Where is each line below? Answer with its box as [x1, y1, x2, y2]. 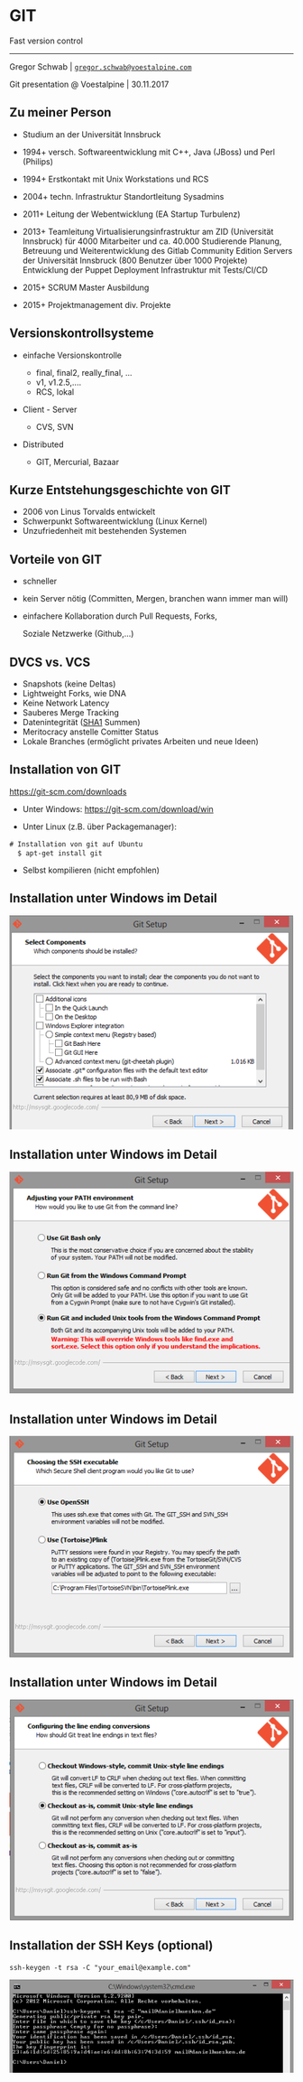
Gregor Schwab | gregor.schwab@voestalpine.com [9, 61, 192, 72]
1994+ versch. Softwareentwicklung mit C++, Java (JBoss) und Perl [22, 146, 275, 157]
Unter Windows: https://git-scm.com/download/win [22, 803, 214, 814]
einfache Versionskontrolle [22, 350, 123, 360]
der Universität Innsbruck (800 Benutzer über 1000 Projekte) [22, 255, 248, 266]
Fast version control [9, 35, 84, 46]
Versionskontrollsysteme [9, 326, 155, 341]
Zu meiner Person [9, 105, 112, 120]
